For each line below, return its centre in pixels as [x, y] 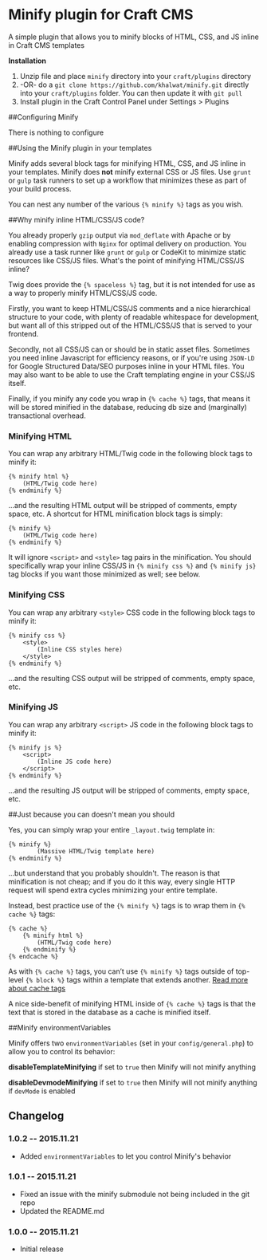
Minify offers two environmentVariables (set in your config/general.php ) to [131, 1043]
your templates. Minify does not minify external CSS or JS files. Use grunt [130, 171]
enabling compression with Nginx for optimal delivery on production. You [128, 243]
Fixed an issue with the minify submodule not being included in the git [135, 1194]
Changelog [36, 1116]
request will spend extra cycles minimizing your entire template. [113, 890]
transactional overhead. [47, 415]
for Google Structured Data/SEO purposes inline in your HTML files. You [126, 366]
